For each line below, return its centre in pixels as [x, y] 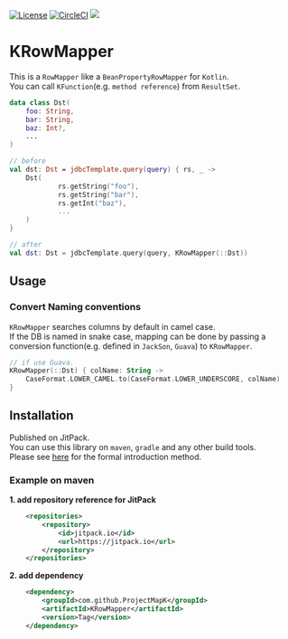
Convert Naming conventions [75, 307]
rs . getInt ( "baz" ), [92, 203]
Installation [42, 416]
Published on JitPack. [50, 437]
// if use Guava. [42, 362]
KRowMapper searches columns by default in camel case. [112, 326]
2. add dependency [46, 576]
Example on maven [52, 480]
